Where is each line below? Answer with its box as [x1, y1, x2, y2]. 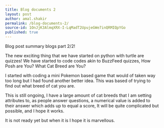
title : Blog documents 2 [5, 7, 56, 12]
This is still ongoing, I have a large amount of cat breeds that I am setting [5, 92, 152, 98]
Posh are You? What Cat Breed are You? [5, 63, 86, 69]
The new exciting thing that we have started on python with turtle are [5, 53, 144, 59]
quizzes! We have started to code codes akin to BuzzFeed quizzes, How [5, 58, 151, 64]
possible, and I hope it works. [5, 108, 65, 114]
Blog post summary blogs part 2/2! [5, 43, 75, 49]
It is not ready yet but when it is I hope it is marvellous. [5, 118, 115, 123]
